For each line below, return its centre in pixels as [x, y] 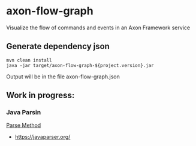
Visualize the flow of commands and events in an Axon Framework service [98, 28]
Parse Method [24, 125]
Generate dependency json [58, 46]
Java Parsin [24, 112]
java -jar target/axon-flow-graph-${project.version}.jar [80, 65]
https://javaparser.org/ [43, 137]
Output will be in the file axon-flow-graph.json [63, 77]
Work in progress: [40, 95]
